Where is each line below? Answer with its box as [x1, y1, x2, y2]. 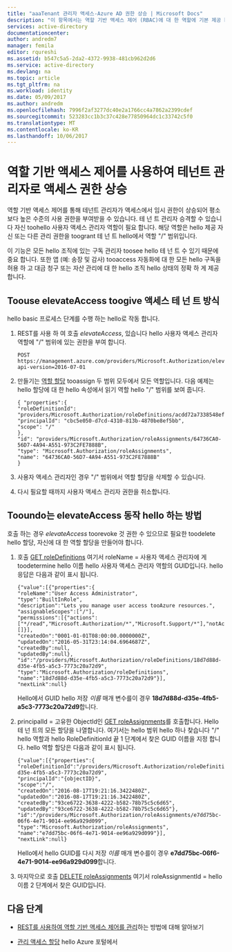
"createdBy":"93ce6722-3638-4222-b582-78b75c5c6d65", [17, 799, 175, 807]
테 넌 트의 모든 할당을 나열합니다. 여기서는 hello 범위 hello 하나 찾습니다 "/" [17, 726, 220, 734]
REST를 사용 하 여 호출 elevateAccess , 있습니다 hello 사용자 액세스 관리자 [17, 330, 218, 337]
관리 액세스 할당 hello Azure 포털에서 [17, 937, 118, 946]
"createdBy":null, [17, 645, 70, 652]
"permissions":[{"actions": [17, 614, 98, 621]
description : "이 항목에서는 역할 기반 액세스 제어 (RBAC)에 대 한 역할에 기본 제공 [7, 17, 222, 24]
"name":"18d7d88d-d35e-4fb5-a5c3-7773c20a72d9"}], [17, 674, 166, 682]
